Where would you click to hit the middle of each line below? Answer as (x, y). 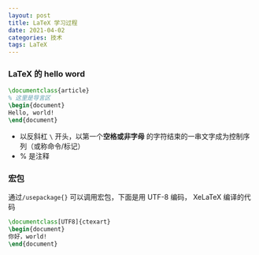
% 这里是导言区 (30, 98)
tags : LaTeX (28, 45)
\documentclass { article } (49, 91)
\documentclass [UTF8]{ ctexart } (59, 222)
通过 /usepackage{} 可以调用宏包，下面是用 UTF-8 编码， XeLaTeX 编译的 (126, 197)
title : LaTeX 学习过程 (43, 23)
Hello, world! (31, 113)
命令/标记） (66, 146)
